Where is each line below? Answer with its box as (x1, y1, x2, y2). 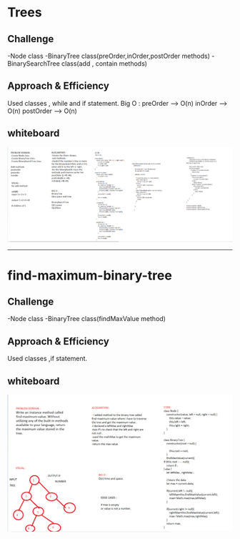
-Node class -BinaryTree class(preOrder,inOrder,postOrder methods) (7, 51, 211, 60)
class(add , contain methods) (61, 59, 148, 68)
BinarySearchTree (7, 59, 61, 68)
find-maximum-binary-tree (7, 267, 173, 283)
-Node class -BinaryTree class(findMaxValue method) (7, 315, 166, 323)
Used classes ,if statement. (7, 355, 88, 363)
